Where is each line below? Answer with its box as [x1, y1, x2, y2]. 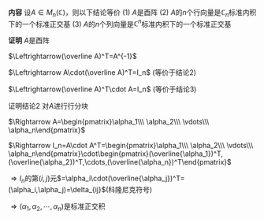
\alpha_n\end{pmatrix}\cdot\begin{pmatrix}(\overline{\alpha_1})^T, [8, 149, 223, 158]
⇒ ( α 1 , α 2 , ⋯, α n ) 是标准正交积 [10, 202, 106, 213]
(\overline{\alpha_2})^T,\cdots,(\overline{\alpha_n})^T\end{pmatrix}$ [8, 158, 232, 167]
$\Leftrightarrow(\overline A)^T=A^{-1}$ [8, 51, 138, 61]
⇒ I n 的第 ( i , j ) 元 [10, 173, 58, 185]
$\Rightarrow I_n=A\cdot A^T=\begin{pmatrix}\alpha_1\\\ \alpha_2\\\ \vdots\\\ [8, 141, 254, 150]
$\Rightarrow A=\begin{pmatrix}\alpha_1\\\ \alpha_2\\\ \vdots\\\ [8, 117, 210, 127]
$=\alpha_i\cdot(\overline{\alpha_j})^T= [56, 173, 185, 184]
